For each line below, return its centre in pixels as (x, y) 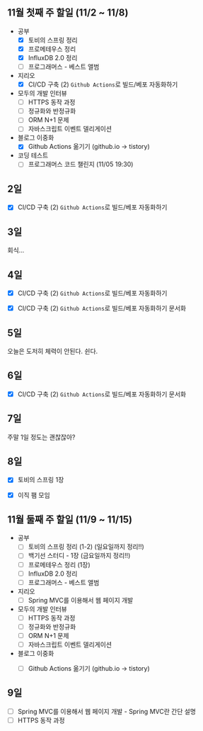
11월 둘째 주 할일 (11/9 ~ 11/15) (70, 519)
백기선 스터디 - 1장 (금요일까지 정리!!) (79, 556)
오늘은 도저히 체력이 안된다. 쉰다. (53, 351)
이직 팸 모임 (34, 495)
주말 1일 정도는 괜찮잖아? (41, 437)
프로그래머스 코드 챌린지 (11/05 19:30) (81, 164)
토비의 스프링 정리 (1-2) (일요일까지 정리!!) (86, 547)
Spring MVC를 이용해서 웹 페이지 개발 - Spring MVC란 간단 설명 (107, 711)
